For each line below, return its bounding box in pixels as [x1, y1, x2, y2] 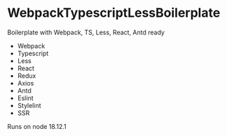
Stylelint [17, 101, 41, 109]
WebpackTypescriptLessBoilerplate [7, 5, 221, 21]
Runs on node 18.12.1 [7, 122, 67, 130]
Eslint [17, 93, 34, 102]
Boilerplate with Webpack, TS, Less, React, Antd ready [7, 28, 165, 36]
